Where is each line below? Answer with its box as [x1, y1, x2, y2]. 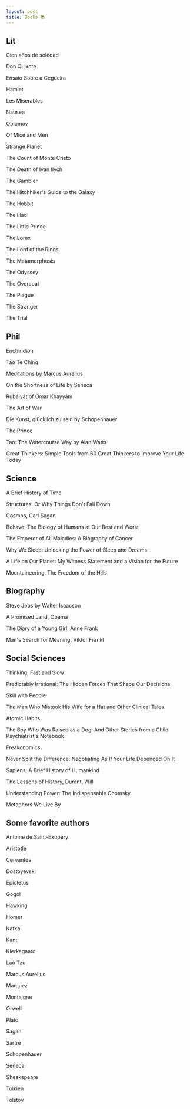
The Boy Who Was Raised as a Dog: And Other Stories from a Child [6, 726, 169, 733]
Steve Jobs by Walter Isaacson [6, 602, 81, 609]
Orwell [6, 1005, 22, 1012]
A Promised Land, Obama [6, 613, 68, 620]
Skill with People [6, 691, 46, 699]
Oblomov [6, 120, 28, 127]
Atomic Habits [6, 714, 40, 721]
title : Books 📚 [6, 14, 45, 20]
